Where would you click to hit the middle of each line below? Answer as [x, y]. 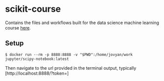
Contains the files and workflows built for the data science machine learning [82, 23]
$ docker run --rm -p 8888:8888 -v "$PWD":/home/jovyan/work [69, 54]
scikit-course [33, 9]
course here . [18, 27]
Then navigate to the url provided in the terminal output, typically [71, 68]
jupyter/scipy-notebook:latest [37, 59]
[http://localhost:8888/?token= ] [37, 73]
